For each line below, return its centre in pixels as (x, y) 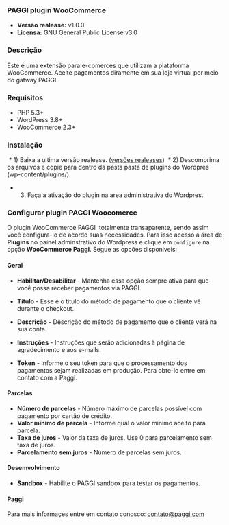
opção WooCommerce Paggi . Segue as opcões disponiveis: (92, 250)
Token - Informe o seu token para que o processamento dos (102, 363)
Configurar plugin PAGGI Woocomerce (72, 213)
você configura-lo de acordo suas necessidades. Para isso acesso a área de (115, 235)
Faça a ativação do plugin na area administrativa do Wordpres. (115, 195)
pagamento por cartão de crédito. (65, 416)
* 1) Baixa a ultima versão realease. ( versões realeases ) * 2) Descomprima (114, 160)
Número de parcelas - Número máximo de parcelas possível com (109, 408)
